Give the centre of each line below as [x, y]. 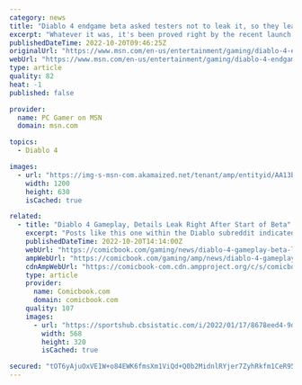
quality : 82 [31, 76]
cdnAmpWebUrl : [52, 266]
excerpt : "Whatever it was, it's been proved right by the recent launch [151, 34]
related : [26, 217]
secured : [26, 367]
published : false [42, 93]
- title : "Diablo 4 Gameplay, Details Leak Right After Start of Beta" [155, 225]
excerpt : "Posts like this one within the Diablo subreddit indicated [160, 233]
